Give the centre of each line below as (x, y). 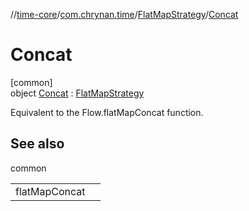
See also (37, 144)
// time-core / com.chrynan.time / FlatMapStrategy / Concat (124, 14)
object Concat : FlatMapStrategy (77, 93)
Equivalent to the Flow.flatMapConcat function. (107, 112)
